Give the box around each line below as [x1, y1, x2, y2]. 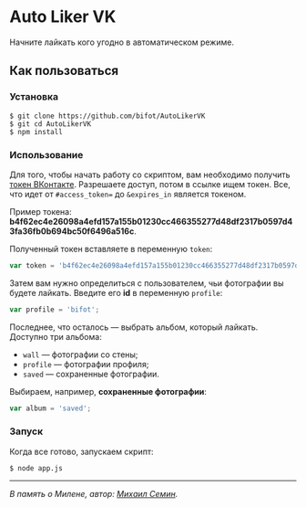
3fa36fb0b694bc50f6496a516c [9, 226, 135, 237]
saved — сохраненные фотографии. [22, 368, 159, 379]
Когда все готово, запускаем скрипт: [9, 446, 154, 457]
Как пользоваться [9, 63, 119, 79]
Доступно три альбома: [9, 331, 102, 342]
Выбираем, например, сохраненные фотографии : [9, 386, 208, 397]
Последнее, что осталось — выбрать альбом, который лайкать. [9, 322, 259, 333]
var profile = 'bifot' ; [9, 304, 100, 314]
